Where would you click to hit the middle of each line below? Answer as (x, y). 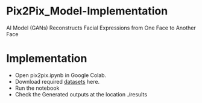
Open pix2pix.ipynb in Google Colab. (61, 75)
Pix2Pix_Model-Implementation (87, 11)
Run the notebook (37, 88)
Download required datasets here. (57, 81)
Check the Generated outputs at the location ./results (81, 94)
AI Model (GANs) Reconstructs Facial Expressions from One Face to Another (101, 28)
